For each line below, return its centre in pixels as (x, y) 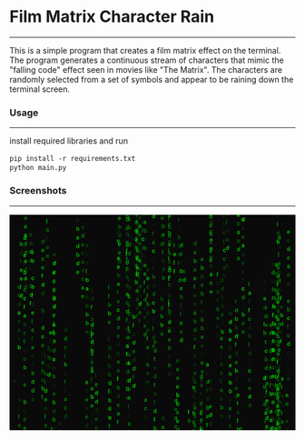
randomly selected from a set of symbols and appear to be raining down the (152, 79)
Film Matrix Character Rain (112, 17)
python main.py (38, 168)
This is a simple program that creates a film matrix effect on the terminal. (145, 50)
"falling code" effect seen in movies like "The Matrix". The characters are (146, 69)
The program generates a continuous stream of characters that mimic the (147, 60)
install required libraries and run (69, 141)
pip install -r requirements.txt (73, 159)
